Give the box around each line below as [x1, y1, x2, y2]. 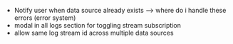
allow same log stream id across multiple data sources [14, 28, 174, 37]
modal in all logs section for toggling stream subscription [14, 21, 182, 29]
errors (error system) [14, 13, 76, 22]
